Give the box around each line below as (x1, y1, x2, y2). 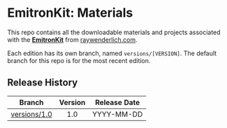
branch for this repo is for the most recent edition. (7, 56, 151, 64)
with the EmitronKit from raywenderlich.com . (7, 35, 138, 43)
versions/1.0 (10, 109, 52, 119)
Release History (7, 77, 78, 89)
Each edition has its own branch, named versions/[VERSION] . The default (7, 49, 217, 57)
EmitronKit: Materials (7, 5, 133, 21)
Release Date (95, 97, 140, 107)
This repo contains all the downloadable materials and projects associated (7, 28, 221, 36)
